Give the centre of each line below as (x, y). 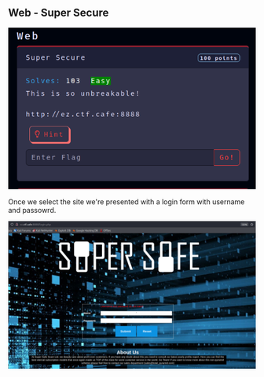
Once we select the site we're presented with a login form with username (126, 201)
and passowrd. (32, 210)
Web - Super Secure (59, 13)
